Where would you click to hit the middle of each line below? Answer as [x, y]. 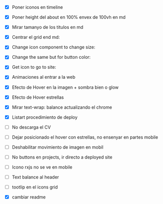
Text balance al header [35, 177]
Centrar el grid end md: [36, 37]
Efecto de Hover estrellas [38, 97]
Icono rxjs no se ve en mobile [42, 167]
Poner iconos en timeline [37, 7]
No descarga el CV [31, 127]
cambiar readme [29, 197]
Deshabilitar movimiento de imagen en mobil [58, 147]
